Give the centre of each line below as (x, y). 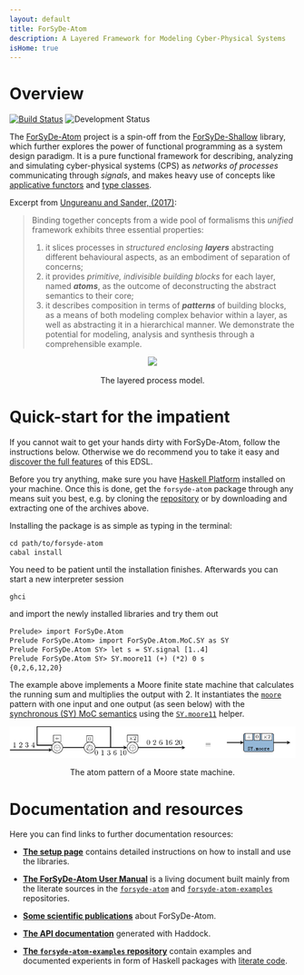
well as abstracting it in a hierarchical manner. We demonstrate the (170, 325)
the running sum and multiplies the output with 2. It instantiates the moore (146, 694)
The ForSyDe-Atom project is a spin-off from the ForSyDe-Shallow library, (147, 137)
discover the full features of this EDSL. (81, 462)
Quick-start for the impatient (120, 417)
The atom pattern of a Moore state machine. (152, 772)
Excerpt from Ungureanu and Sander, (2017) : (93, 203)
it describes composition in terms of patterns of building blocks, (166, 305)
